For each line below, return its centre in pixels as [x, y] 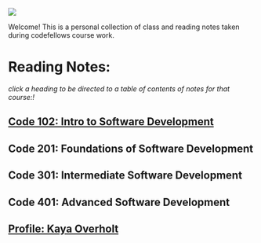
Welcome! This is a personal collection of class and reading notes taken [124, 27]
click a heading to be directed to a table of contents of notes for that [119, 88]
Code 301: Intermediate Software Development [125, 176]
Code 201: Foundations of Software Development [131, 148]
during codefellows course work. [62, 35]
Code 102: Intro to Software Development [111, 122]
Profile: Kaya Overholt [63, 228]
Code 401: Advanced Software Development [119, 202]
